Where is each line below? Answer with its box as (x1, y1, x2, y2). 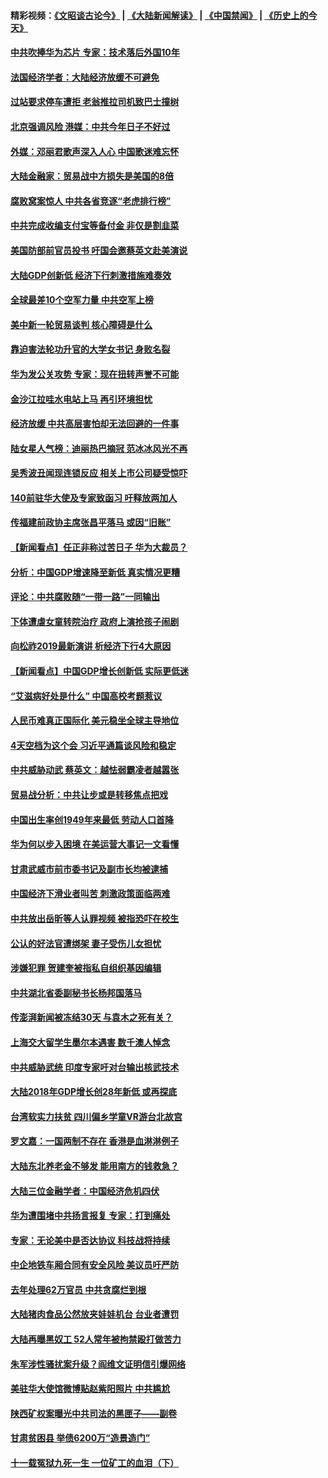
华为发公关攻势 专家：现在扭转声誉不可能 (10, 368, 180, 380)
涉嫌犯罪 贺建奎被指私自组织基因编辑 (10, 962, 162, 974)
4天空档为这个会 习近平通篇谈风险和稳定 (10, 739, 177, 751)
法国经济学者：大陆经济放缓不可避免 (10, 71, 160, 83)
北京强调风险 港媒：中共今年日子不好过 (10, 120, 171, 132)
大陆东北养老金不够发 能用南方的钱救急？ (10, 1160, 180, 1172)
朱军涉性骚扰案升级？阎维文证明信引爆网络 (10, 1358, 186, 1370)
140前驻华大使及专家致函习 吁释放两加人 (10, 491, 178, 504)
